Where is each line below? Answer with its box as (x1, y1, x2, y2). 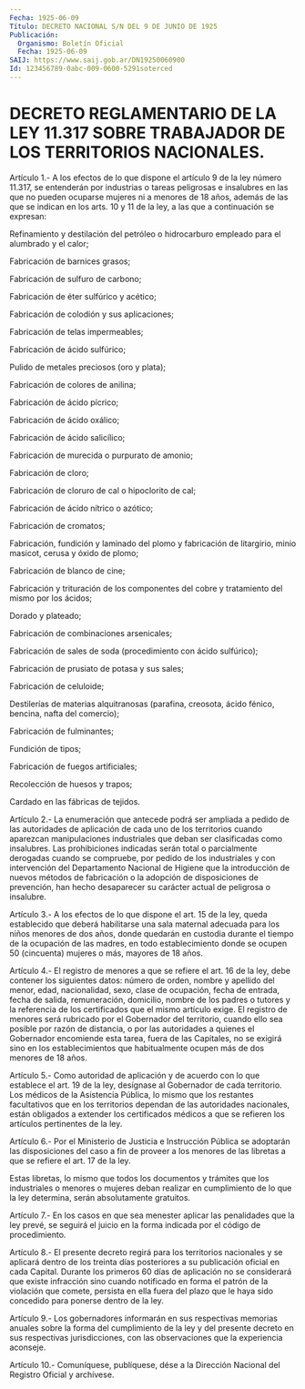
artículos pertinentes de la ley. (9, 1118, 123, 1129)
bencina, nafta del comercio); (9, 707, 120, 719)
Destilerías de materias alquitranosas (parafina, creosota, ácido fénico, (9, 698, 275, 709)
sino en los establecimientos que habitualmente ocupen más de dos (9, 1042, 265, 1053)
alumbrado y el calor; (9, 238, 89, 248)
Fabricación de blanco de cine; (9, 565, 126, 576)
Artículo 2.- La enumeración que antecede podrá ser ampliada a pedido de (9, 814, 290, 825)
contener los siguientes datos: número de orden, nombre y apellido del (9, 975, 275, 986)
